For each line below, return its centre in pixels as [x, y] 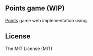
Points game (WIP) [35, 8]
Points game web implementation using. [46, 20]
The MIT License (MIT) [29, 48]
